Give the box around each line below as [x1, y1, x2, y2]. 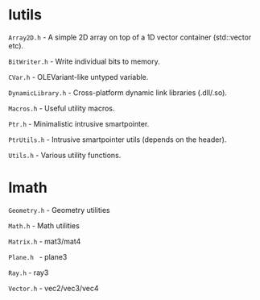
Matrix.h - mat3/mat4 [8, 236, 81, 246]
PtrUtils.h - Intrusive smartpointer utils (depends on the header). [8, 135, 227, 144]
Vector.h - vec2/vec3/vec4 [8, 283, 99, 293]
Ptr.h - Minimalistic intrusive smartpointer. [8, 119, 150, 128]
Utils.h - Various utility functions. [8, 150, 122, 160]
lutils [8, 6, 43, 24]
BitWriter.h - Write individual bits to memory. [8, 56, 161, 66]
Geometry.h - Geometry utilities [8, 205, 110, 215]
